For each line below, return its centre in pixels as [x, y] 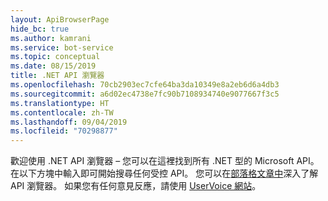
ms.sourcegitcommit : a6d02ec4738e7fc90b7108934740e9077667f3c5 [145, 94]
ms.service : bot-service [62, 47]
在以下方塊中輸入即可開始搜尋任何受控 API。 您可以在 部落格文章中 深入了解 [164, 173]
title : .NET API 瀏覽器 [57, 76]
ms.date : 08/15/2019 [53, 66]
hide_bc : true [40, 29]
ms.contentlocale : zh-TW [62, 112]
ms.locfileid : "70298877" [64, 131]
